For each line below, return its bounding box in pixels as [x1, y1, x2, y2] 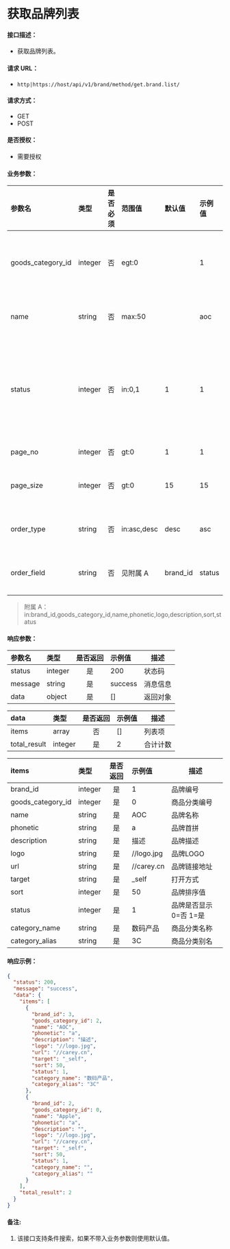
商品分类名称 [170, 923, 213, 933]
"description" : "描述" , [31, 1036, 97, 1043]
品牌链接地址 [170, 862, 213, 871]
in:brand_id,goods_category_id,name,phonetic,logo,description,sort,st [23, 611, 222, 619]
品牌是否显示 [170, 901, 213, 910]
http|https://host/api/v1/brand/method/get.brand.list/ [16, 81, 180, 88]
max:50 [121, 312, 146, 322]
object [47, 692, 67, 701]
